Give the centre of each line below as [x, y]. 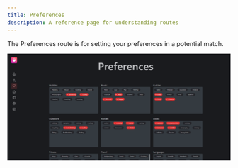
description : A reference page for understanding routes [93, 22]
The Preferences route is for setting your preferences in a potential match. [116, 43]
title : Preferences [36, 15]
